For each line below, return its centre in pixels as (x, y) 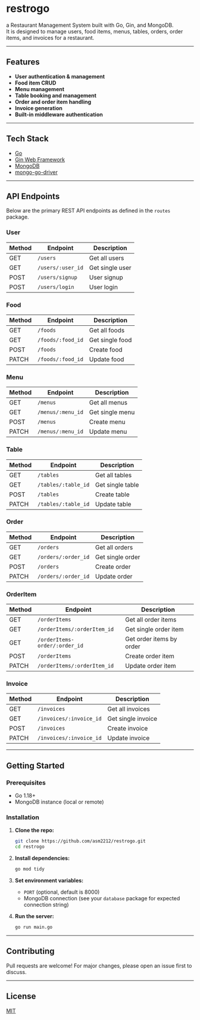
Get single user (110, 268)
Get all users (107, 258)
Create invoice (128, 729)
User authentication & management (60, 76)
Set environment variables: (49, 881)
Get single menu (112, 412)
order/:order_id (60, 646)
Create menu (107, 422)
